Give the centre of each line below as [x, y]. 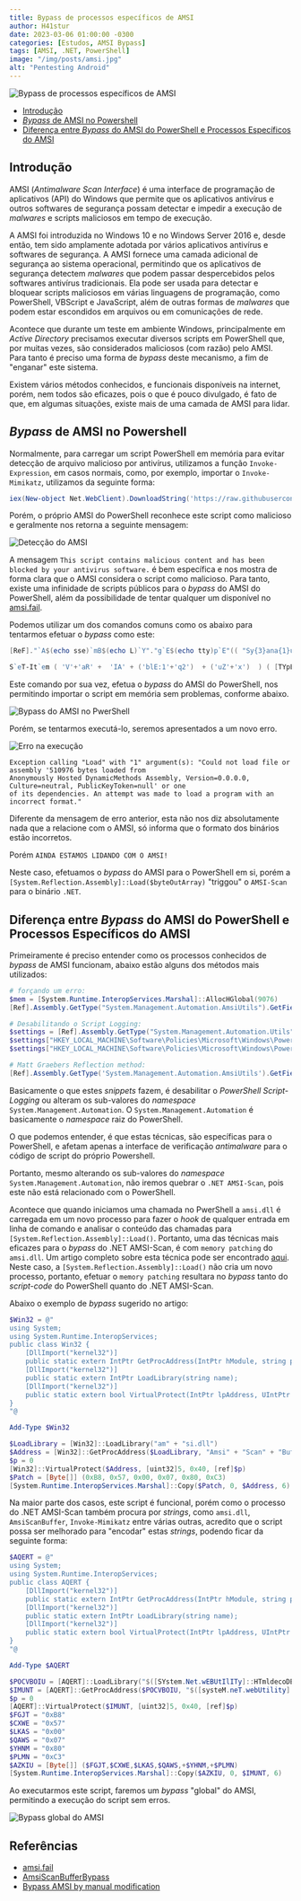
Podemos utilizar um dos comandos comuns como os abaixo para [131, 625]
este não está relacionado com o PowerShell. [93, 1192]
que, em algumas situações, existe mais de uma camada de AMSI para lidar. [150, 403]
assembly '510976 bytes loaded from [77, 770]
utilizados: [28, 974]
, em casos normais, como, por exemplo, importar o [144, 472]
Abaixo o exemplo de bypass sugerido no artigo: [99, 1303]
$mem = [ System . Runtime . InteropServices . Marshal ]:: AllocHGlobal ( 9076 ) [144, 999]
